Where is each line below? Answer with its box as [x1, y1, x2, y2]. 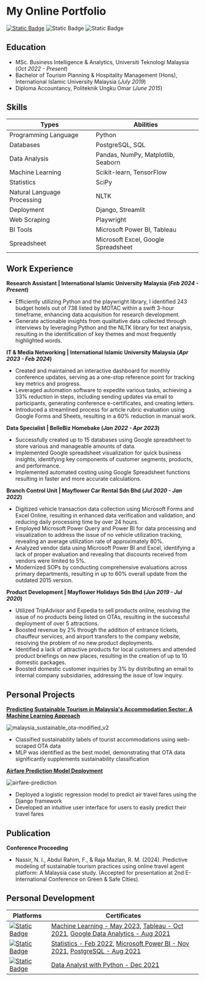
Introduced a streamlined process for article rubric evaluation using [15, 406, 185, 414]
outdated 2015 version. [15, 577, 73, 584]
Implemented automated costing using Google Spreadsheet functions [15, 469, 190, 476]
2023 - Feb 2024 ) [6, 356, 52, 363]
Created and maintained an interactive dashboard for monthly [15, 367, 170, 374]
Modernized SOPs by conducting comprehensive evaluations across [15, 564, 187, 571]
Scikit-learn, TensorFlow [95, 168, 167, 177]
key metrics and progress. [15, 380, 81, 387]
